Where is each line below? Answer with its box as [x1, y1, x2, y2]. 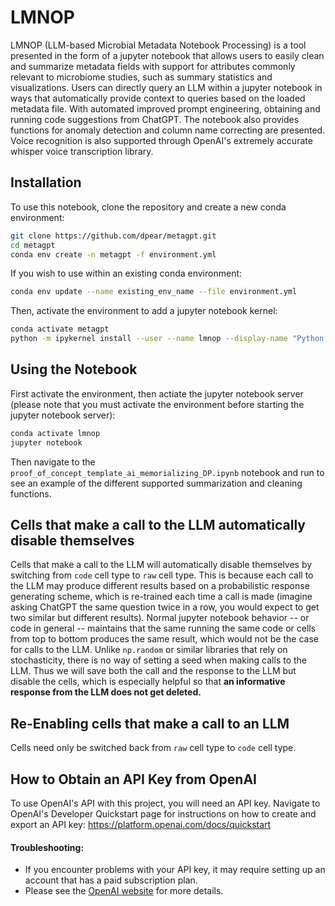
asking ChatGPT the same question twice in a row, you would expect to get [10, 601, 320, 613]
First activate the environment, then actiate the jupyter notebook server [10, 387, 304, 400]
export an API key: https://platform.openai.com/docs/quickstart [10, 819, 272, 830]
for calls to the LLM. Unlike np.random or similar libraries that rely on [10, 644, 288, 656]
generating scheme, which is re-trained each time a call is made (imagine [10, 591, 313, 603]
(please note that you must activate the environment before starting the [10, 398, 305, 410]
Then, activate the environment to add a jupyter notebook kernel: [10, 305, 278, 317]
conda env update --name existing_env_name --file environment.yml [10, 287, 298, 297]
